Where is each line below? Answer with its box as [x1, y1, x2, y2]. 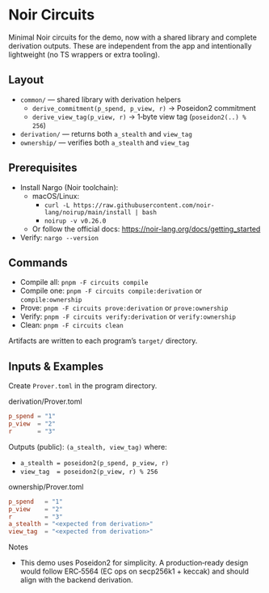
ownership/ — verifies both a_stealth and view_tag [19, 138, 190, 147]
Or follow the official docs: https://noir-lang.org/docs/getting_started [32, 224, 261, 234]
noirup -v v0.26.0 [44, 217, 107, 225]
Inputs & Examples [8, 359, 104, 373]
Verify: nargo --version [19, 232, 99, 242]
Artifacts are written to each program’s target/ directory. [8, 336, 198, 345]
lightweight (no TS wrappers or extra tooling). [8, 49, 160, 59]
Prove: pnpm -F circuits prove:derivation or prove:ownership [19, 303, 229, 313]
